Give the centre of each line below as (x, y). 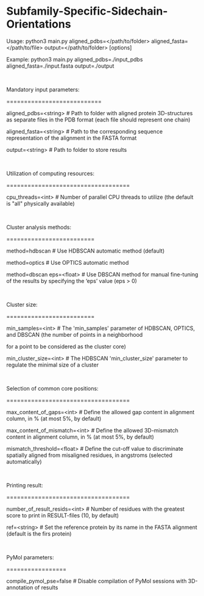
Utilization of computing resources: (51, 173)
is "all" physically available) (40, 203)
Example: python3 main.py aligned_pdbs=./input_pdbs (75, 59)
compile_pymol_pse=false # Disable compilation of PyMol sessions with (97, 581)
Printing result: (25, 485)
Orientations (39, 24)
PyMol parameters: (30, 557)
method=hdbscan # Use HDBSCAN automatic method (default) (86, 251)
